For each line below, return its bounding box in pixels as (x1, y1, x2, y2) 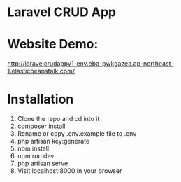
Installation (7, 92, 74, 107)
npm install (17, 144, 50, 153)
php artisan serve (17, 159, 68, 168)
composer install (17, 122, 66, 130)
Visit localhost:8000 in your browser (17, 167, 122, 175)
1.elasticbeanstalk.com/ (7, 67, 75, 76)
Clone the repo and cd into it (17, 115, 100, 123)
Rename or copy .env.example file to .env (17, 129, 137, 138)
